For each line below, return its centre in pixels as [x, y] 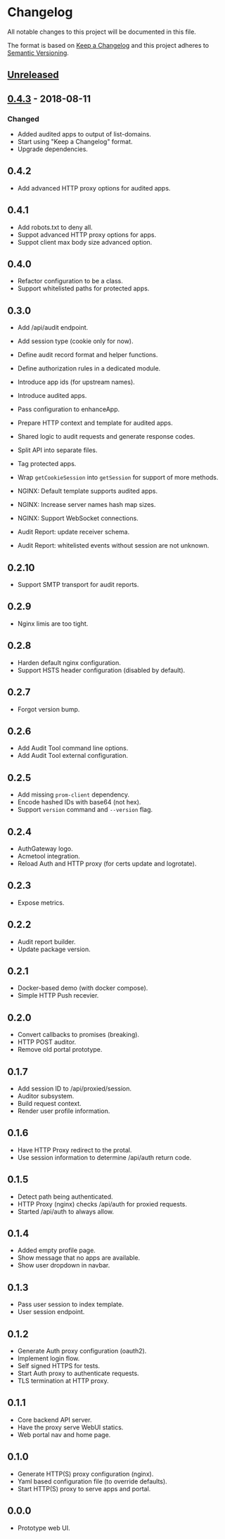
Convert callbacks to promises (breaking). [78, 1035]
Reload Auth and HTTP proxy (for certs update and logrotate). [107, 863]
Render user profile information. [64, 1111]
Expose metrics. [41, 902]
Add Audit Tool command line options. [73, 748]
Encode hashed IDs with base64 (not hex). [79, 802]
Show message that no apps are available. [79, 1258]
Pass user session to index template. [71, 1304]
